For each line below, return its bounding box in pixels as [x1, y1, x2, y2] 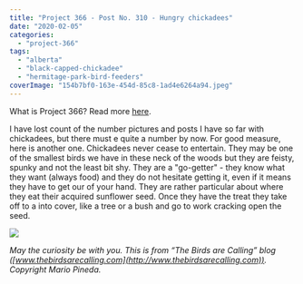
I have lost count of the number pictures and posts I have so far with [9, 123, 265, 134]
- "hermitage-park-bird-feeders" [17, 73, 144, 82]
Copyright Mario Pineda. [9, 264, 102, 275]
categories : [9, 30, 54, 39]
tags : [9, 47, 30, 56]
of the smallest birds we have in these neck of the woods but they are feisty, [9, 152, 295, 163]
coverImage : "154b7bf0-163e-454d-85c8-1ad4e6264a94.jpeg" [9, 81, 233, 90]
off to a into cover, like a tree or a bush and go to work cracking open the [9, 201, 282, 211]
